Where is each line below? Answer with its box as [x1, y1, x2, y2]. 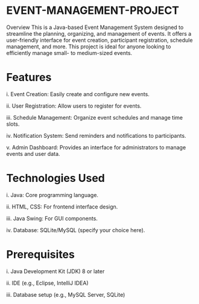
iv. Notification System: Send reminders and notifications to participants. [6, 132, 186, 139]
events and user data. [6, 150, 60, 157]
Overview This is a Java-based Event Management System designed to [6, 24, 184, 31]
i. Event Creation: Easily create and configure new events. [6, 90, 150, 97]
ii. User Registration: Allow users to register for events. [6, 102, 142, 109]
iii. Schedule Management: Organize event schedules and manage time [6, 114, 183, 121]
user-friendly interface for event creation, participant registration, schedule [6, 36, 193, 44]
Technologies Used [6, 172, 106, 185]
